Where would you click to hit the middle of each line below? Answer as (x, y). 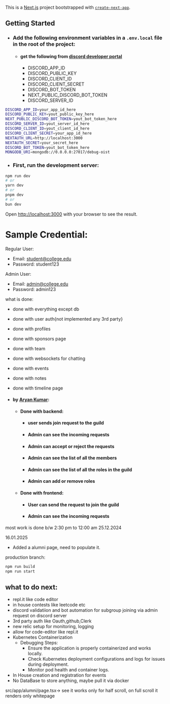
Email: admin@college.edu (40, 284)
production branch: (25, 557)
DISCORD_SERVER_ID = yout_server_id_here (47, 124)
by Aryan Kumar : (31, 400)
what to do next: (31, 587)
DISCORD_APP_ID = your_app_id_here (41, 110)
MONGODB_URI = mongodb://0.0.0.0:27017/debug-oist (58, 152)
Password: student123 (36, 264)
